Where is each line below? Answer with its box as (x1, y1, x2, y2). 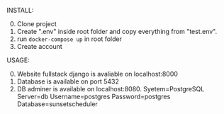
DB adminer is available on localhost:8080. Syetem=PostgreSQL (16, 85, 205, 93)
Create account (16, 42, 63, 50)
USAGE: (6, 56, 30, 64)
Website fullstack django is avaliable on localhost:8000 (16, 70, 179, 78)
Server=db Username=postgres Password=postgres (16, 92, 171, 101)
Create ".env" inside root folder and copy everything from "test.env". (16, 28, 218, 35)
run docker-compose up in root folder (16, 35, 122, 43)
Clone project (16, 20, 57, 28)
